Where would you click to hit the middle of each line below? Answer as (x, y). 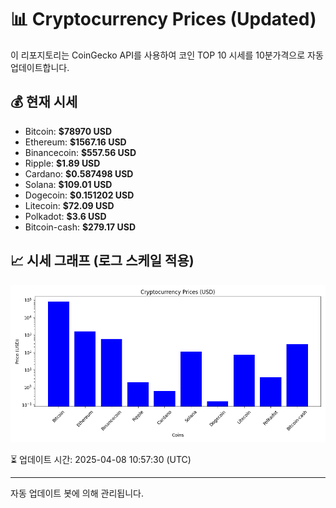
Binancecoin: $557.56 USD (80, 152)
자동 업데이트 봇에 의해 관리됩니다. (77, 493)
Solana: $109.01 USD (68, 184)
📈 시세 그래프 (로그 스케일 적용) (102, 261)
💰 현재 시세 (44, 102)
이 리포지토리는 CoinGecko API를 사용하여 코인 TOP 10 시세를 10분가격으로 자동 (167, 55)
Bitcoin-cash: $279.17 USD (80, 227)
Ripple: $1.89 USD (62, 163)
